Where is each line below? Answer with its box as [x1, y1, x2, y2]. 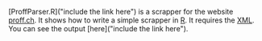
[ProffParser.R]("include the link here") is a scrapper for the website [8, 7, 234, 16]
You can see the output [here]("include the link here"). [8, 24, 189, 33]
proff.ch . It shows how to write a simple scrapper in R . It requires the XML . [8, 15, 255, 25]
